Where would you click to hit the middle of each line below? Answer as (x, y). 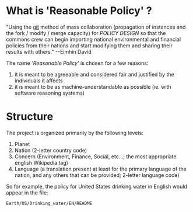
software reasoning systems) (49, 93)
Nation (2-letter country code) (51, 150)
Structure (30, 117)
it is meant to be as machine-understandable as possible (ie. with (93, 86)
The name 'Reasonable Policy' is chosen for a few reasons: (77, 63)
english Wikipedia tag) (41, 162)
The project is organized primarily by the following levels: (75, 133)
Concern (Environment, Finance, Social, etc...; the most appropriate (95, 157)
